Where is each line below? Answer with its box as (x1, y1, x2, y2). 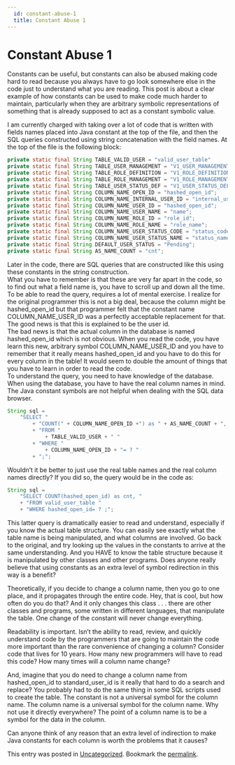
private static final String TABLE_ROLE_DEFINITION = (7, 169, 168, 177)
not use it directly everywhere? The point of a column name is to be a (7, 708, 207, 717)
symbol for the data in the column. (7, 715, 106, 724)
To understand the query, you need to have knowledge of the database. (7, 371, 214, 380)
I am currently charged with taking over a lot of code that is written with (7, 120, 213, 129)
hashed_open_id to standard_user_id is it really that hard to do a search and (7, 678, 225, 687)
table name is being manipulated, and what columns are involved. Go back (7, 534, 222, 542)
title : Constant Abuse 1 (13, 17, 86, 24)
